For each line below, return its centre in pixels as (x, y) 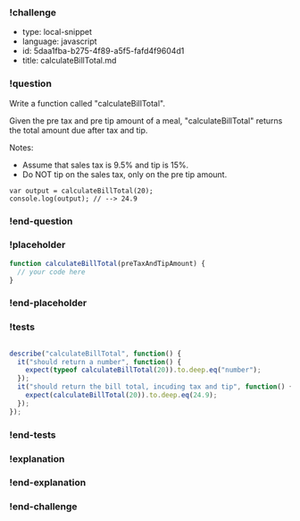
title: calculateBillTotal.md (69, 61)
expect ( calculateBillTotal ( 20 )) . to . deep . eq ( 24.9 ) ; (121, 396)
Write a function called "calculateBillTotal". (87, 103)
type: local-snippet (57, 32)
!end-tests (33, 434)
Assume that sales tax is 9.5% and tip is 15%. (105, 165)
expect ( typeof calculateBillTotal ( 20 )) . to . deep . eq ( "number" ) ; (143, 370)
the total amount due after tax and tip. (79, 130)
